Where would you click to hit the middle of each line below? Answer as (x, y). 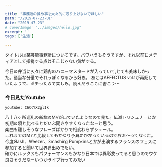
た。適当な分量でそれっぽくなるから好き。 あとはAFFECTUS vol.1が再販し (79, 77)
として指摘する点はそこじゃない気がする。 (56, 61)
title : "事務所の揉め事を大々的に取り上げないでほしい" (55, 14)
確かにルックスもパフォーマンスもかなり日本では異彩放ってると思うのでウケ (81, 154)
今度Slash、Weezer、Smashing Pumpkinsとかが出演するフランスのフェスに (81, 142)
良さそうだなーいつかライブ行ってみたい (45, 160)
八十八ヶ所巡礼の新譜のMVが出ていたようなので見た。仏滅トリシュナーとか (81, 117)
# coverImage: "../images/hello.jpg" (43, 27)
